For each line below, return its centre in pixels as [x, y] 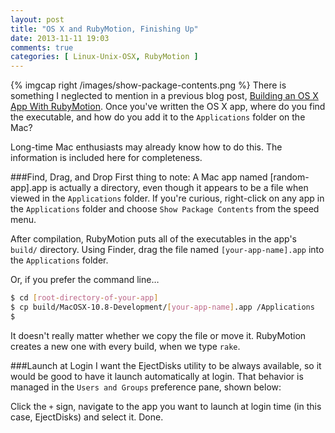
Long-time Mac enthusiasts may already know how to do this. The [146, 147]
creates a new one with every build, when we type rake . [125, 346]
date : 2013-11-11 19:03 [60, 38]
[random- [289, 177]
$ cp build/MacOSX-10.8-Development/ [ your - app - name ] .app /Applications [162, 307]
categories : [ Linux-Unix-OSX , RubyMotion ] [104, 57]
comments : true [42, 47]
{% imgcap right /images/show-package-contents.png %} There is [148, 85]
